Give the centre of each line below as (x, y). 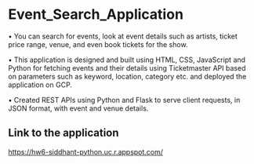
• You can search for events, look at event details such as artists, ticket (123, 36)
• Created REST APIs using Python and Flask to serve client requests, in (124, 100)
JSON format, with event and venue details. (78, 108)
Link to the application (63, 133)
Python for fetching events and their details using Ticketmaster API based (127, 67)
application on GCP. (40, 85)
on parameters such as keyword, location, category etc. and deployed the (127, 76)
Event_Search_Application (96, 15)
